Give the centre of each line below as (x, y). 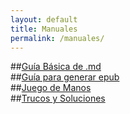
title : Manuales (44, 29)
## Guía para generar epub (65, 77)
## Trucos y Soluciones (58, 98)
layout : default (44, 19)
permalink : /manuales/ (57, 38)
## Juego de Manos (51, 88)
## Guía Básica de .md (56, 67)
